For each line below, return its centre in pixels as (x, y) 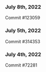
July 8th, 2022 (23, 7)
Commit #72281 (21, 65)
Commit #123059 (23, 18)
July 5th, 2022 (23, 31)
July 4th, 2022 (23, 54)
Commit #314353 (23, 41)
